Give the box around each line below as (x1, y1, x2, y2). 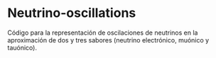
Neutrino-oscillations (7, 5, 136, 21)
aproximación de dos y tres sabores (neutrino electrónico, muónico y (7, 35, 210, 44)
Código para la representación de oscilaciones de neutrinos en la (7, 28, 198, 37)
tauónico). (7, 43, 38, 52)
